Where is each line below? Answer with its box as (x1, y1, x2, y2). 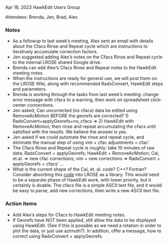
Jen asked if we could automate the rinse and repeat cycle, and (12, 134, 144, 140)
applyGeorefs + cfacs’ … (12, 161, 64, 167)
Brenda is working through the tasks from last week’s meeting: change (12, 92, 159, 98)
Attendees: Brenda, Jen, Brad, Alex (5, 14, 78, 20)
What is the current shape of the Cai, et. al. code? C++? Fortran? (12, 166, 147, 173)
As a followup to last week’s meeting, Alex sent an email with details (12, 38, 153, 44)
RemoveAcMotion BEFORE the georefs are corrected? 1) (12, 113, 129, 119)
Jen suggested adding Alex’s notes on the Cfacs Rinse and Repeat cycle (12, 54, 162, 60)
